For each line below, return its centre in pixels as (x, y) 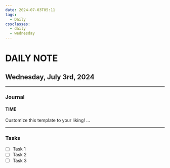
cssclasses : (18, 24)
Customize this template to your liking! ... (48, 120)
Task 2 (19, 155)
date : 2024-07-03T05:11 (30, 10)
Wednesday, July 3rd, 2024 (50, 77)
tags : (11, 15)
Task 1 (19, 149)
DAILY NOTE (32, 58)
